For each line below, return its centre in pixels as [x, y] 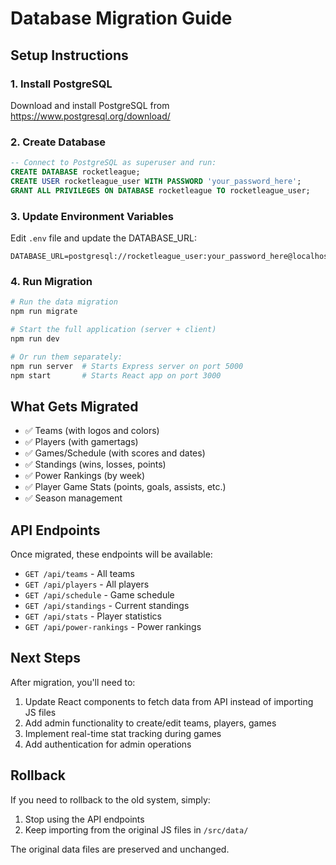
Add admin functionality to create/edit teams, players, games [150, 723]
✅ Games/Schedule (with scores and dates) [115, 453]
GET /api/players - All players [87, 584]
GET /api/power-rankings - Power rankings [113, 627]
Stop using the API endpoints [84, 819]
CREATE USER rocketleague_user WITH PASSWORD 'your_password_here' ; [156, 181]
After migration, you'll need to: [73, 682]
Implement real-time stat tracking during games [123, 733]
